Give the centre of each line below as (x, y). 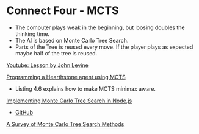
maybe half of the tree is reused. (56, 53)
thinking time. (32, 33)
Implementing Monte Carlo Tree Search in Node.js (69, 100)
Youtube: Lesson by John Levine (47, 65)
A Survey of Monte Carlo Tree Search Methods (65, 124)
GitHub (24, 112)
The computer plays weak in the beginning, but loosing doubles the (100, 27)
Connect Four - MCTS (63, 11)
